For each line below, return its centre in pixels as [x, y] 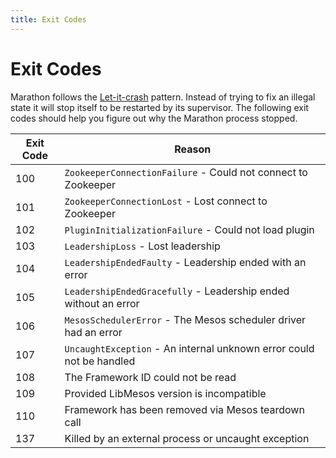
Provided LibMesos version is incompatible [165, 393]
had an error [93, 332]
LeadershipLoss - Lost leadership [142, 246]
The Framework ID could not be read [150, 377]
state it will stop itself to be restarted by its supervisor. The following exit [159, 107]
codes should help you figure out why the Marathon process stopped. [154, 118]
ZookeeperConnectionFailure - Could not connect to [186, 172]
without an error [102, 303]
